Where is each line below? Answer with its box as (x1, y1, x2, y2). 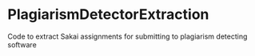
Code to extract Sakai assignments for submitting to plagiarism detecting (7, 32, 248, 41)
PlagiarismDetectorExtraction (7, 6, 209, 24)
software (7, 39, 37, 49)
